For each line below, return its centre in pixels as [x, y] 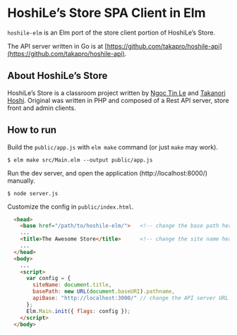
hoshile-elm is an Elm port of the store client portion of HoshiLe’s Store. [111, 32]
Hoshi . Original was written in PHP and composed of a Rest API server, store [118, 100]
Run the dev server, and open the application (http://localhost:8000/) [108, 173]
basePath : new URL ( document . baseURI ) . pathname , [104, 292]
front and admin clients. [42, 108]
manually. [21, 181]
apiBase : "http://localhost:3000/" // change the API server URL [131, 298]
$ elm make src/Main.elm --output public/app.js [80, 160]
